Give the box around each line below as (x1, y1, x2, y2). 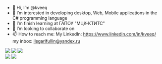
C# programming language (12, 15, 68, 21)
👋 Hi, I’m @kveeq (12, 5, 48, 10)
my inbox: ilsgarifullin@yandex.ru (12, 38, 81, 44)
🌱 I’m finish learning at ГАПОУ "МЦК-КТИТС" (12, 20, 105, 26)
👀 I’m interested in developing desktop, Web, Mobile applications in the (12, 10, 158, 16)
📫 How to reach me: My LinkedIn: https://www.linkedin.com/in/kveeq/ (12, 31, 156, 37)
